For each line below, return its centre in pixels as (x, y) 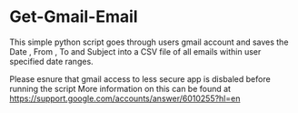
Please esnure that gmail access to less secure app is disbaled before (140, 78)
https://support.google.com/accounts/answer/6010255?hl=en (125, 98)
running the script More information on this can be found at (120, 88)
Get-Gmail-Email (74, 17)
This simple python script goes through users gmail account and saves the (149, 42)
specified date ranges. (51, 61)
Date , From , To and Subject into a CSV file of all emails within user (135, 51)
